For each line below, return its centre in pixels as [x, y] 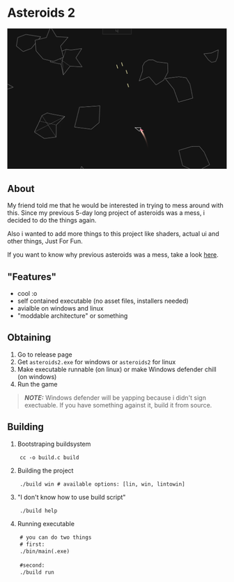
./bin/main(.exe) [45, 551]
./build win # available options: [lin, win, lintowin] [103, 484]
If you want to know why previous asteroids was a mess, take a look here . [113, 255]
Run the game [37, 384]
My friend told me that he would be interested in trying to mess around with [116, 206]
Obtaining [29, 337]
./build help [39, 511]
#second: [32, 565]
